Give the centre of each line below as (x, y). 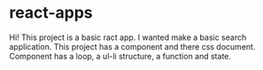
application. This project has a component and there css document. (132, 46)
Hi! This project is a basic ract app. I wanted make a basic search (128, 37)
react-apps (51, 13)
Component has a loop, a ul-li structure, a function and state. (120, 56)
